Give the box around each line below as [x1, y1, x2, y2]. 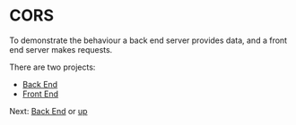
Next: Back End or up [9, 105, 88, 116]
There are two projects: [9, 62, 96, 72]
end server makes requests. [9, 44, 113, 54]
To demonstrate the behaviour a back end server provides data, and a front [9, 35, 288, 46]
